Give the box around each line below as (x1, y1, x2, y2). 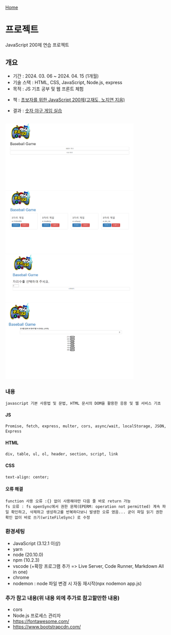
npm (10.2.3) (12, 557, 40, 563)
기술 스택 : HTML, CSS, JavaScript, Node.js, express (12, 79, 123, 85)
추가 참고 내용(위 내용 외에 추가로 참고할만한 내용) (5, 594, 120, 602)
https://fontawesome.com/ (12, 618, 69, 625)
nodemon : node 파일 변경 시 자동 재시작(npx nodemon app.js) (12, 581, 142, 587)
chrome (12, 574, 29, 581)
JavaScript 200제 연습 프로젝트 (5, 42, 69, 48)
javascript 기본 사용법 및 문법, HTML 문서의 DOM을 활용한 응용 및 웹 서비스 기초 (5, 401, 161, 406)
